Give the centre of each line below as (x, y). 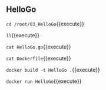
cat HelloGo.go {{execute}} (39, 47)
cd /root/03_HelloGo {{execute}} (45, 24)
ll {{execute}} (23, 35)
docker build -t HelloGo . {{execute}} (53, 69)
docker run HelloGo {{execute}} (44, 81)
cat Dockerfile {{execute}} (39, 58)
